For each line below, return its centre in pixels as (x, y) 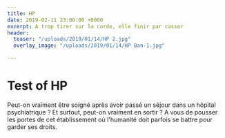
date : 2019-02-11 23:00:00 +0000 (55, 20)
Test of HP (37, 86)
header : (18, 33)
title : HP (21, 13)
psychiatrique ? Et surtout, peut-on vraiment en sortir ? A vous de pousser (112, 112)
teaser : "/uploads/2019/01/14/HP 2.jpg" (72, 39)
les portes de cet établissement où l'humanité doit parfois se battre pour (110, 119)
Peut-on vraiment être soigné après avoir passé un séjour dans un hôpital (111, 105)
